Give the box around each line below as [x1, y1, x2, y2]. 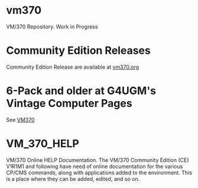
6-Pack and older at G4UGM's [6, 84, 157, 98]
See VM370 [6, 116, 35, 123]
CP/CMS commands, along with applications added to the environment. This [6, 169, 192, 176]
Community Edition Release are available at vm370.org [6, 63, 139, 70]
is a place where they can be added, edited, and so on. [6, 175, 140, 182]
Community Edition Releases [6, 44, 151, 57]
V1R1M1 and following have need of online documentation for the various [6, 163, 183, 170]
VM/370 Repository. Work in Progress [6, 23, 98, 30]
